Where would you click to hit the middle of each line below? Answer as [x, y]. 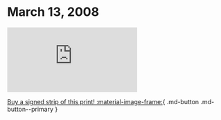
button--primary [30, 109]
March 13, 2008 [53, 12]
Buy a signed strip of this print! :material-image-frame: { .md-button [103, 101]
